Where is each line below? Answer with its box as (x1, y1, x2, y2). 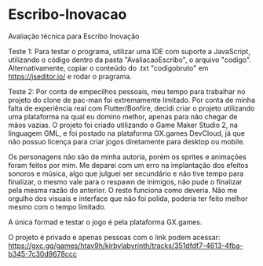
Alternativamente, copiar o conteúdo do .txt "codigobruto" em (8, 63, 209, 72)
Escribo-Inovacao (8, 5, 127, 24)
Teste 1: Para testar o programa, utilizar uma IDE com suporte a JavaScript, (8, 46, 251, 56)
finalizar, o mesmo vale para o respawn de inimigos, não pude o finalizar (8, 177, 243, 186)
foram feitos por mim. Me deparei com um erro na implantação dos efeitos (8, 160, 249, 169)
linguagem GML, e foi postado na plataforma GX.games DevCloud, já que (8, 128, 246, 138)
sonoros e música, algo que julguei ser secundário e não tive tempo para (8, 169, 244, 178)
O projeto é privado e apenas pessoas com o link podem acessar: (8, 232, 221, 242)
